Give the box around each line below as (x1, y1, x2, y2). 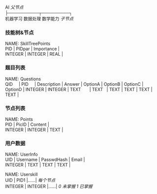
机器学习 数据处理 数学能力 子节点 (5, 16, 74, 21)
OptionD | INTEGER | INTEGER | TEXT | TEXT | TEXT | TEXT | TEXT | (5, 86, 153, 92)
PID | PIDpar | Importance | (5, 46, 60, 52)
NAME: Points (5, 116, 33, 122)
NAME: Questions (5, 76, 41, 82)
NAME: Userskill (5, 171, 38, 177)
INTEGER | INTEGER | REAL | (5, 51, 63, 57)
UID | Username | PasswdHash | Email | (5, 157, 85, 162)
